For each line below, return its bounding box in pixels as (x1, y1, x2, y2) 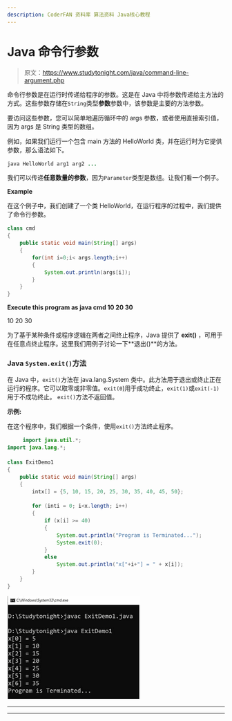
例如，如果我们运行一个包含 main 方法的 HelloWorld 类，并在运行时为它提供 (7, 137, 222, 145)
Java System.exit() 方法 (7, 358, 87, 368)
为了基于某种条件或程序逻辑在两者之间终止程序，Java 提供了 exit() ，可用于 (7, 331, 223, 339)
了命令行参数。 (7, 210, 50, 219)
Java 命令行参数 (7, 44, 99, 60)
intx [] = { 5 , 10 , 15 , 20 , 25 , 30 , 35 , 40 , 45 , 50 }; (32, 488, 184, 495)
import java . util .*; (22, 437, 81, 444)
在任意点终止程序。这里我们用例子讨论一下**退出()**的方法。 (7, 340, 182, 348)
